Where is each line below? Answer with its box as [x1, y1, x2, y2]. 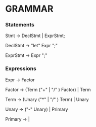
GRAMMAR [5, 3, 54, 15]
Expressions [5, 65, 36, 72]
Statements [5, 21, 34, 28]
